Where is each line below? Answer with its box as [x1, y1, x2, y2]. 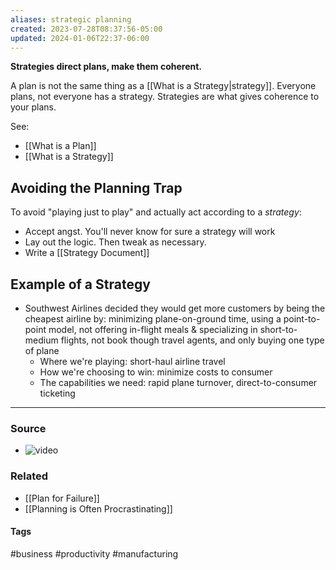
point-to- [283, 313, 321, 325]
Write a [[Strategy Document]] [24, 247, 150, 259]
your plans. [10, 101, 57, 113]
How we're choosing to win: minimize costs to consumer [39, 366, 273, 378]
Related [10, 469, 49, 483]
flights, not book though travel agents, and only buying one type [60, 334, 325, 346]
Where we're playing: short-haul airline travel [39, 356, 226, 367]
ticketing [39, 387, 76, 399]
